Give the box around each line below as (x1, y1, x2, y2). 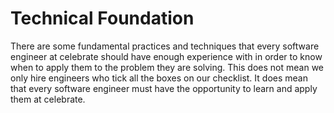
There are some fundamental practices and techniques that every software (10, 40, 320, 52)
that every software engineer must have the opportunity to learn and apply (10, 82, 318, 94)
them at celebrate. (10, 93, 86, 105)
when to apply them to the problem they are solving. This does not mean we (10, 61, 324, 73)
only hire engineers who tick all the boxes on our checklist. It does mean (10, 72, 308, 84)
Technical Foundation (10, 7, 195, 30)
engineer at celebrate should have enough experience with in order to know (10, 50, 323, 62)
